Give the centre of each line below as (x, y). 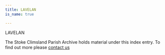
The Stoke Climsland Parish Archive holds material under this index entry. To (83, 42)
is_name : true (20, 14)
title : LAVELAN (21, 10)
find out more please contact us (37, 47)
